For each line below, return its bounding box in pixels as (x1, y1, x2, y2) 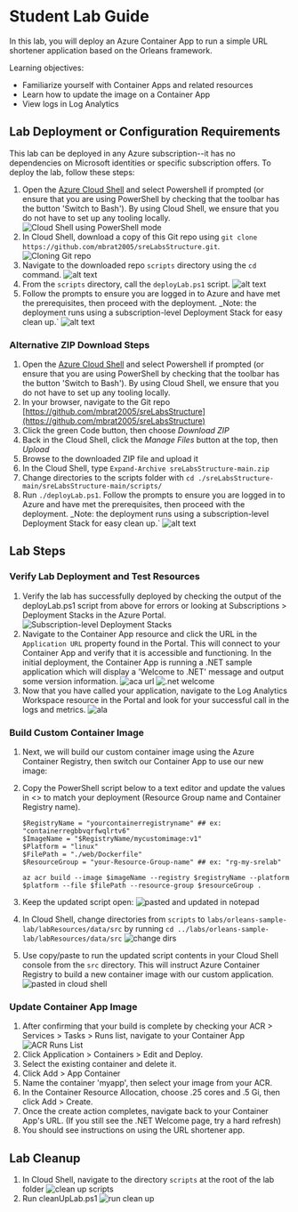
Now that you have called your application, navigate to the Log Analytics (21, 685, 287, 696)
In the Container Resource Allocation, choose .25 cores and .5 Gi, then (21, 1087, 280, 1098)
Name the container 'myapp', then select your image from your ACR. (21, 1078, 273, 1088)
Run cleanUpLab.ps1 (21, 1193, 98, 1204)
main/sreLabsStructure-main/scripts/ (21, 482, 163, 491)
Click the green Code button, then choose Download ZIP (21, 425, 230, 436)
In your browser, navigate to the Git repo (21, 397, 171, 408)
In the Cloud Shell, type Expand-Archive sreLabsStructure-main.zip (21, 463, 270, 473)
